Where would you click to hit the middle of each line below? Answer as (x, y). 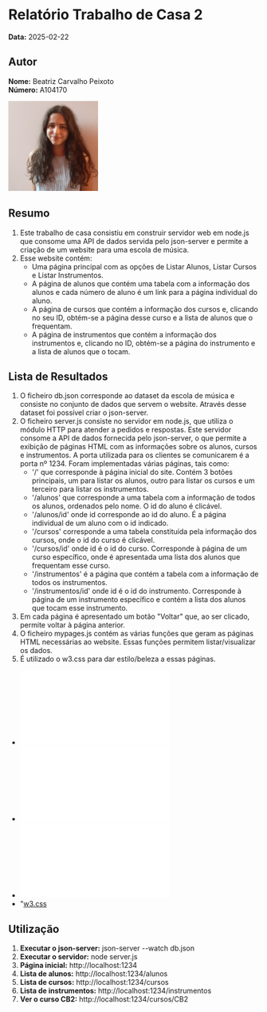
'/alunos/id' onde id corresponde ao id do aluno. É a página (129, 515)
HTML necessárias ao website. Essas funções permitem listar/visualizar (138, 642)
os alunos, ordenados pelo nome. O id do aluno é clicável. (127, 506)
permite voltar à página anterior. (73, 625)
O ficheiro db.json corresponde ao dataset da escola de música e (127, 396)
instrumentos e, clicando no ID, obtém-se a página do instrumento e (143, 343)
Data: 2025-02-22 (39, 37)
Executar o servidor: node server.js (79, 957)
